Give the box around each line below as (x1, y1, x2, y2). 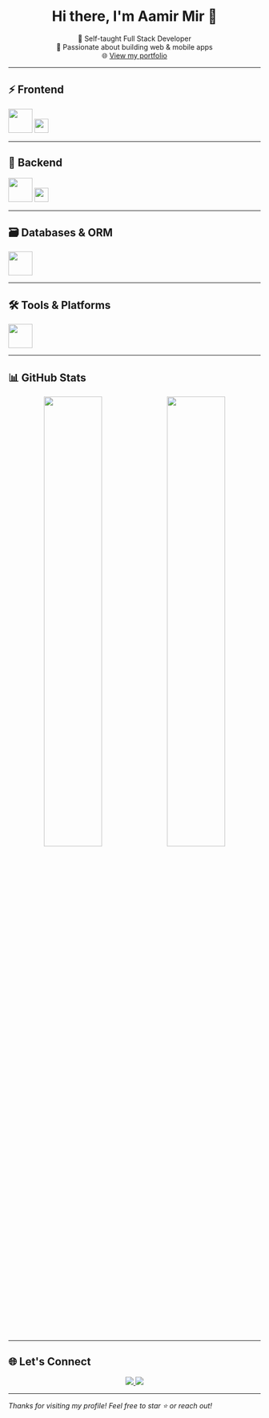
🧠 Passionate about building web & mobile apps (55, 42, 214, 51)
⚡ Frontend (8, 83, 64, 97)
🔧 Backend (8, 156, 62, 170)
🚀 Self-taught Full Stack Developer (77, 34, 192, 43)
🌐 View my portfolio (101, 50, 168, 60)
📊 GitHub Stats (8, 371, 86, 384)
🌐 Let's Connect (8, 1355, 91, 1368)
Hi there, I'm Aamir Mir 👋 (51, 7, 218, 26)
